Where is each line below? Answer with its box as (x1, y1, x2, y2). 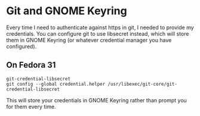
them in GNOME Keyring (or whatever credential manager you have (6, 36, 172, 43)
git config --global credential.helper (6, 81, 106, 87)
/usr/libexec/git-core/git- (107, 81, 178, 87)
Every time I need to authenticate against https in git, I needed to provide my (6, 24, 194, 31)
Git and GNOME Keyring (6, 4, 127, 18)
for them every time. (6, 103, 56, 110)
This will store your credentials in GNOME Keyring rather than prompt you (6, 96, 187, 104)
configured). (6, 43, 37, 50)
